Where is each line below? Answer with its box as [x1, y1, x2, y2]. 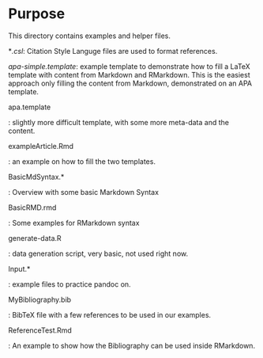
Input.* [8, 264, 31, 273]
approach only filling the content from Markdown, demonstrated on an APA [8, 78, 253, 88]
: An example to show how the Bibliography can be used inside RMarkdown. [8, 341, 255, 350]
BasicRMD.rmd [8, 203, 57, 212]
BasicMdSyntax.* [8, 172, 65, 181]
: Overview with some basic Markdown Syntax [8, 187, 160, 196]
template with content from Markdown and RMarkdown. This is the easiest [8, 70, 250, 79]
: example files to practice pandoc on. [8, 279, 132, 289]
